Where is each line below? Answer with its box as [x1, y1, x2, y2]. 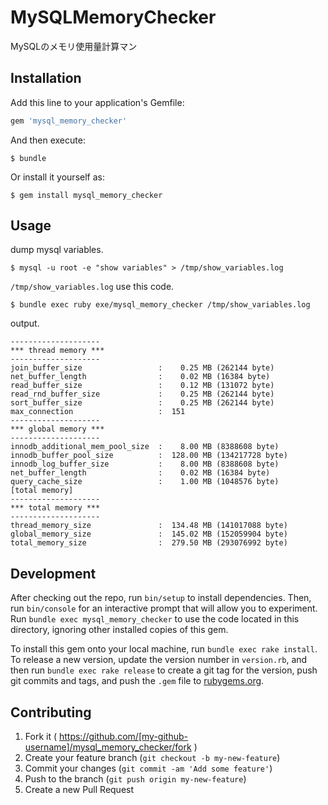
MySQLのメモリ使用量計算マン [10, 40, 138, 52]
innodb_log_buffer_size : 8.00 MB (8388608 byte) [10, 459, 280, 470]
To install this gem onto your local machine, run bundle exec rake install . [10, 643, 318, 655]
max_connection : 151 [10, 407, 186, 417]
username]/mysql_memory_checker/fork [24, 741, 192, 753]
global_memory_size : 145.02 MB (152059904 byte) [10, 529, 288, 540]
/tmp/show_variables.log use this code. [10, 281, 175, 293]
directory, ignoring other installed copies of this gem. [10, 624, 229, 636]
